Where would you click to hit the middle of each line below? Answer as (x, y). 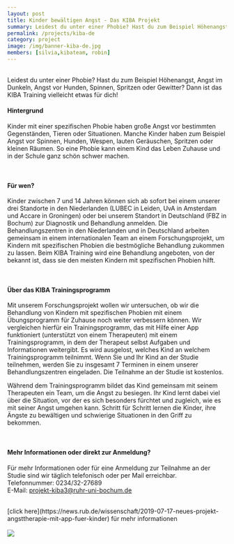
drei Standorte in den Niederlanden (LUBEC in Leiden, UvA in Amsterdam (112, 208)
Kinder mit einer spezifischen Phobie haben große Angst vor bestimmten (111, 126)
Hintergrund (25, 111)
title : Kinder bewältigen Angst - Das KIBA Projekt (84, 20)
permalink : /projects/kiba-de (51, 33)
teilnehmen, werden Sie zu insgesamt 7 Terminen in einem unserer (103, 365)
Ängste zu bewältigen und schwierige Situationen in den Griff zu (100, 416)
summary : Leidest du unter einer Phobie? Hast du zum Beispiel (101, 27)
